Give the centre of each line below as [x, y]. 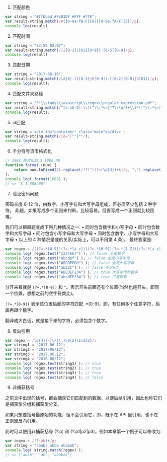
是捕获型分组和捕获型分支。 [34, 404]
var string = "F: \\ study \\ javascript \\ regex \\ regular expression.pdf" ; [81, 103]
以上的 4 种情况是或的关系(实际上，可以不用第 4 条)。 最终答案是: [85, 239]
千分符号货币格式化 [32, 151]
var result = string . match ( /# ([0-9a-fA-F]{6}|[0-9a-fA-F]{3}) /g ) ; [73, 21]
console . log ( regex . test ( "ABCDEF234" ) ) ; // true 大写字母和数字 [72, 272]
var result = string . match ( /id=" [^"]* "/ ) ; [48, 136]
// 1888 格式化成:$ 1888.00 [33, 160]
